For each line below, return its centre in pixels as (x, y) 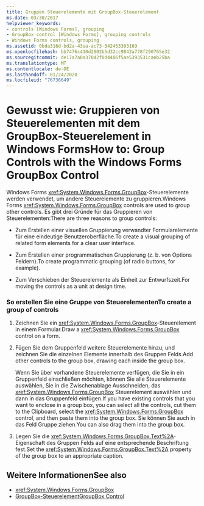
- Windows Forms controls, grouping (53, 40)
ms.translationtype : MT (37, 63)
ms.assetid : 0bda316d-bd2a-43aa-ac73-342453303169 (72, 46)
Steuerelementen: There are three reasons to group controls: (82, 218)
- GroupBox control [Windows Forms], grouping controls (79, 35)
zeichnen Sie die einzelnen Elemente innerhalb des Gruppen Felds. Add (104, 354)
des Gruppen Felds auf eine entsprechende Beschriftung (118, 443)
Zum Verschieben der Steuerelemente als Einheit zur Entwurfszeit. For (102, 280)
